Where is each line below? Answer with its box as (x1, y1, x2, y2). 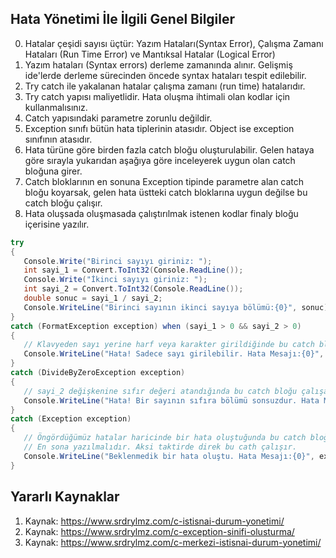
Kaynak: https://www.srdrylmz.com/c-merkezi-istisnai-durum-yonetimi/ (24, 536, 322, 548)
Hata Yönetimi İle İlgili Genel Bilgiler (10, 11, 236, 28)
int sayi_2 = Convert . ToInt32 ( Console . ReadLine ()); (23, 284, 244, 294)
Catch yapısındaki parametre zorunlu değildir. (24, 112, 213, 124)
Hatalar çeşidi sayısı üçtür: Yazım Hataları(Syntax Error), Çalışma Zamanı (24, 37, 324, 49)
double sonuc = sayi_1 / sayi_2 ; (23, 293, 163, 304)
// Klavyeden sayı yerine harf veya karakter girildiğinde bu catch (23, 340, 315, 350)
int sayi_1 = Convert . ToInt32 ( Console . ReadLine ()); (23, 265, 244, 276)
